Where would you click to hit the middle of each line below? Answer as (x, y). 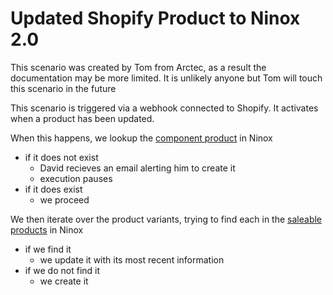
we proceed (64, 199)
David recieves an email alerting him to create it (137, 168)
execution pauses (76, 178)
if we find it (48, 249)
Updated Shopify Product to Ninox (155, 18)
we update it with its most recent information (132, 259)
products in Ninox (47, 229)
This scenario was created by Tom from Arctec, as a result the (138, 67)
